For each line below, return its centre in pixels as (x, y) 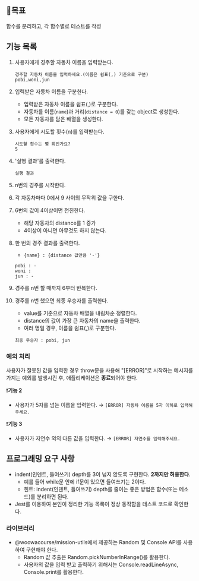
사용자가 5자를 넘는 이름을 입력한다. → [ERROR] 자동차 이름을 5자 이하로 (96, 405)
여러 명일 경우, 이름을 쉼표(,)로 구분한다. (70, 328)
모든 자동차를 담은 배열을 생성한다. (63, 119)
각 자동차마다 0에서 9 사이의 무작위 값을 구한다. (70, 197)
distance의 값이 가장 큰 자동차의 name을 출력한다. (82, 320)
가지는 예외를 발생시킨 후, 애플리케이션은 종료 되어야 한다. (72, 378)
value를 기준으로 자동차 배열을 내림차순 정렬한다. (80, 313)
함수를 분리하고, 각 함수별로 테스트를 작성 (54, 26)
